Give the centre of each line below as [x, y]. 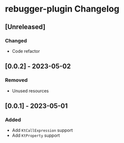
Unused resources [30, 91]
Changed [16, 41]
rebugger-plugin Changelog [62, 9]
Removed [16, 80]
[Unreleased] [25, 27]
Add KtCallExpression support [42, 130]
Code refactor [26, 51]
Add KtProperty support [36, 135]
